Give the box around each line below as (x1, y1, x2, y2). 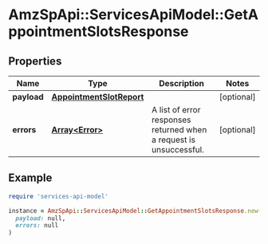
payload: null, (15, 214, 66, 222)
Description (159, 78, 205, 89)
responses (151, 114, 191, 125)
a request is (151, 134, 195, 145)
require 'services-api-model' (8, 192, 109, 200)
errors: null (15, 222, 59, 230)
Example (8, 171, 53, 185)
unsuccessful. (151, 144, 205, 155)
